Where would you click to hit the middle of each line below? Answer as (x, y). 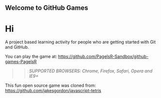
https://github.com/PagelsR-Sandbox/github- (103, 56)
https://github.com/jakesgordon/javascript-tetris (53, 91)
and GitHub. (17, 47)
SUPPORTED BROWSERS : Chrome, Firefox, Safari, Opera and (91, 71)
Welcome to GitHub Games (47, 8)
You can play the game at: (31, 56)
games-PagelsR (21, 62)
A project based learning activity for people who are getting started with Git (80, 42)
